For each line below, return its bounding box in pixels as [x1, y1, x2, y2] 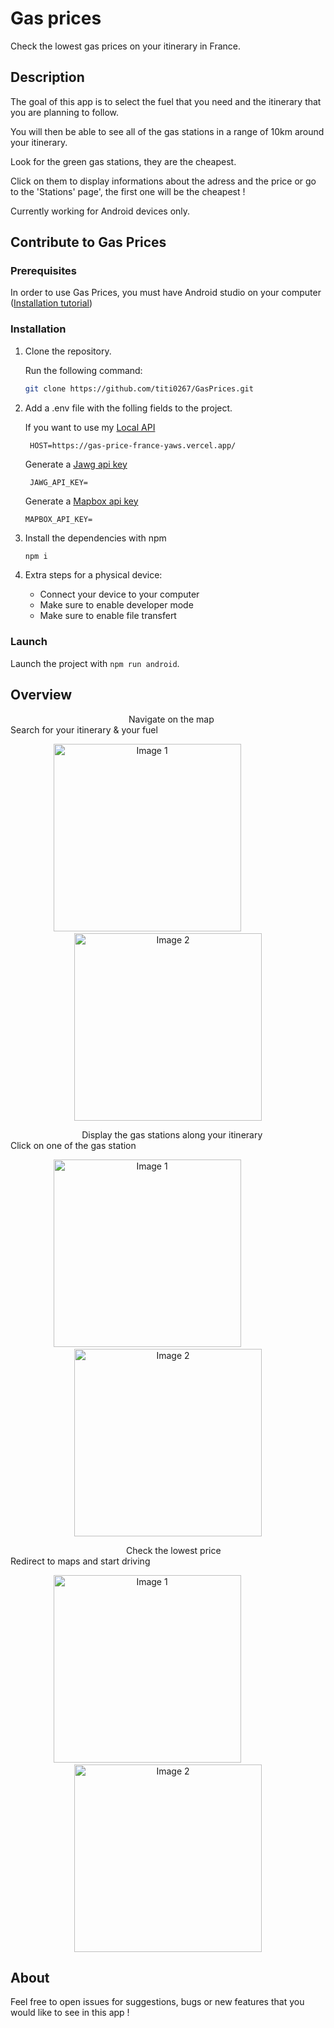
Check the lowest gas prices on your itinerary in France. [10, 40, 242, 52]
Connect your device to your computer [39, 588, 200, 601]
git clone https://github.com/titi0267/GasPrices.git [24, 383, 254, 394]
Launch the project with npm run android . [10, 657, 180, 669]
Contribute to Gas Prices [10, 234, 167, 251]
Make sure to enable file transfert [39, 610, 177, 622]
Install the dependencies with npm [24, 532, 167, 544]
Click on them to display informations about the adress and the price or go [10, 175, 317, 187]
